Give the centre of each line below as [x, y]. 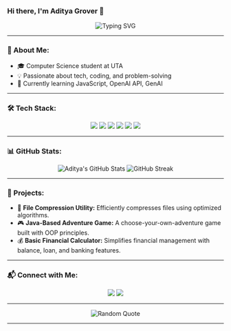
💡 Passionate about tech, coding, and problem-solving [94, 76]
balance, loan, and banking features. [69, 250]
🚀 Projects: [26, 193]
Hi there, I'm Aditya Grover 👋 [56, 11]
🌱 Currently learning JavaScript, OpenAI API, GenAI [90, 83]
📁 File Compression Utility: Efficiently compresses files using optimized [119, 208]
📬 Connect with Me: [43, 275]
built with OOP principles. [53, 233]
